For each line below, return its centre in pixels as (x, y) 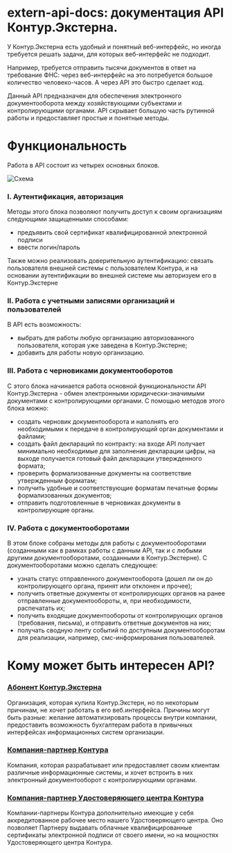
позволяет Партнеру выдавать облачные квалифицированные (100, 828)
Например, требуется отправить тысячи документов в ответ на (101, 67)
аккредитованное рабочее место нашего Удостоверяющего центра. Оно (115, 820)
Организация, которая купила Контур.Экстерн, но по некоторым (103, 702)
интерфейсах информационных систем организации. (86, 732)
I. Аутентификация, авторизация (65, 196)
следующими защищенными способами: (68, 219)
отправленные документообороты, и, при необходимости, (104, 601)
